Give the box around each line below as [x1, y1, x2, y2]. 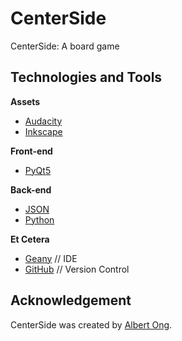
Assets [10, 95, 41, 107]
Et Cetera [10, 233, 50, 245]
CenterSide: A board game [10, 40, 120, 52]
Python [24, 213, 55, 226]
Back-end [10, 183, 52, 196]
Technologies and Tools [10, 69, 163, 86]
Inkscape [24, 125, 63, 137]
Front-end [10, 145, 53, 157]
